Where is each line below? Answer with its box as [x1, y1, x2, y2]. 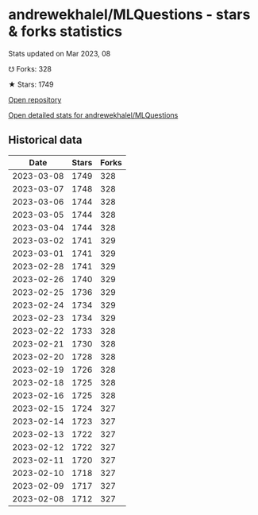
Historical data [8, 134, 83, 147]
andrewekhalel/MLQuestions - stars [8, 6, 251, 24]
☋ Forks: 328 [8, 64, 52, 73]
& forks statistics [8, 22, 123, 41]
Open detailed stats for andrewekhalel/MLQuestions [8, 110, 179, 120]
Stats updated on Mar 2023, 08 [8, 48, 111, 58]
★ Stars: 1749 [8, 79, 54, 89]
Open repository [8, 95, 62, 104]
